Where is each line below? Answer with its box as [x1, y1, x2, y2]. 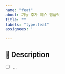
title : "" [5, 17, 27, 22]
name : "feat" [5, 7, 33, 13]
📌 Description [5, 50, 50, 59]
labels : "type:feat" [5, 22, 50, 27]
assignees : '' [5, 27, 36, 32]
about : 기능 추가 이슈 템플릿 [5, 12, 60, 17]
